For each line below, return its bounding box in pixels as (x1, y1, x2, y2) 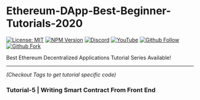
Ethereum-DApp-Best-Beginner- (6, 4, 171, 18)
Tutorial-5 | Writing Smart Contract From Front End (6, 86, 156, 94)
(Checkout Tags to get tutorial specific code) (6, 71, 117, 78)
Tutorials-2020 (6, 17, 83, 30)
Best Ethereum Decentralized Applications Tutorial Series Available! (6, 54, 171, 61)
